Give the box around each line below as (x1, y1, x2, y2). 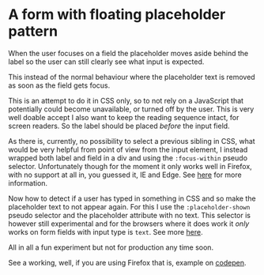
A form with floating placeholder (8, 6, 226, 24)
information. (8, 178, 48, 187)
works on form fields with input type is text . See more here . (8, 227, 203, 236)
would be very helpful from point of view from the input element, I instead (8, 145, 248, 154)
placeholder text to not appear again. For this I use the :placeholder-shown (8, 202, 251, 211)
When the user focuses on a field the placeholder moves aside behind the (8, 48, 249, 58)
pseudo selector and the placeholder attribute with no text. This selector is (8, 210, 251, 220)
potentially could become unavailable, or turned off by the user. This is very (8, 104, 255, 114)
